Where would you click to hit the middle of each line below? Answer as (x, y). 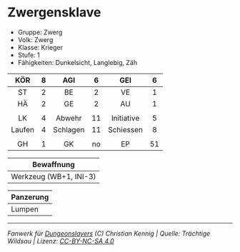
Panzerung (30, 197)
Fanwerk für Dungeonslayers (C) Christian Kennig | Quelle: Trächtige (109, 233)
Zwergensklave (54, 12)
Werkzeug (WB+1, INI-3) (54, 176)
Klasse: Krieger (40, 47)
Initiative (125, 118)
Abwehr (69, 118)
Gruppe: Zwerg (40, 32)
